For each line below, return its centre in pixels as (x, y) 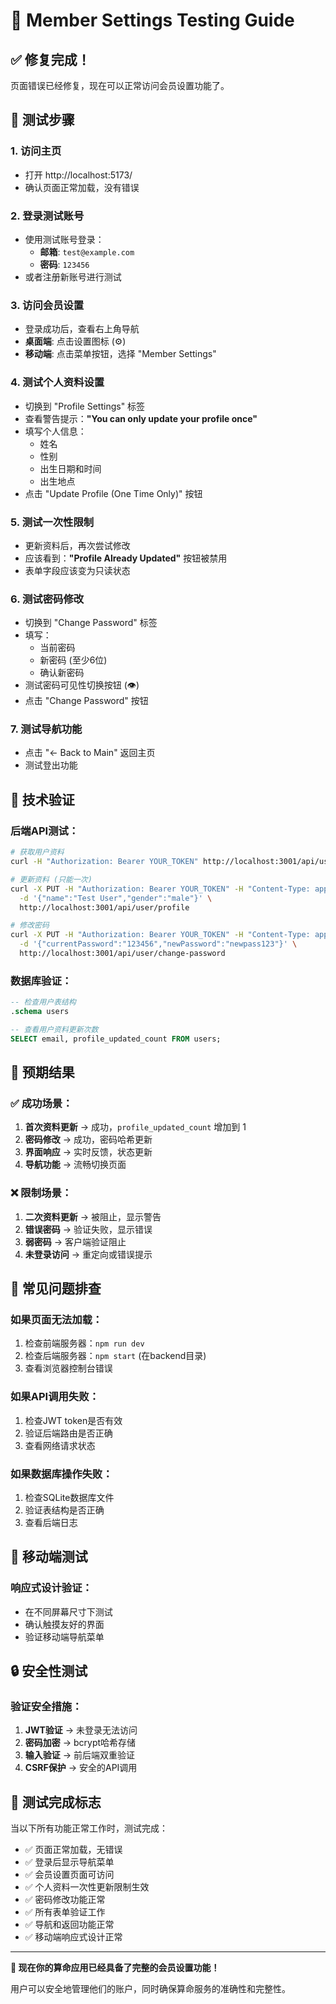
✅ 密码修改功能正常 (65, 1900)
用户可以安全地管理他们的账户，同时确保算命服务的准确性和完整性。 (150, 1989)
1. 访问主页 (36, 151)
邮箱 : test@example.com (87, 251)
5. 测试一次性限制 (52, 522)
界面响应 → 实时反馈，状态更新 (88, 1152)
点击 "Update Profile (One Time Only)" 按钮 (113, 493)
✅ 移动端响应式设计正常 (73, 1937)
